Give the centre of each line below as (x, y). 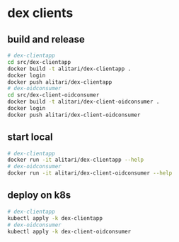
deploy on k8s (39, 196)
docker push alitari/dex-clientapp (60, 82)
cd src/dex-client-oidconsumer (53, 95)
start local (30, 137)
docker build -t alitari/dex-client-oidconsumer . (83, 102)
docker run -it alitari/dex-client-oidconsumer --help (90, 173)
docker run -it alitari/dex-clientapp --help (75, 160)
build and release (46, 39)
